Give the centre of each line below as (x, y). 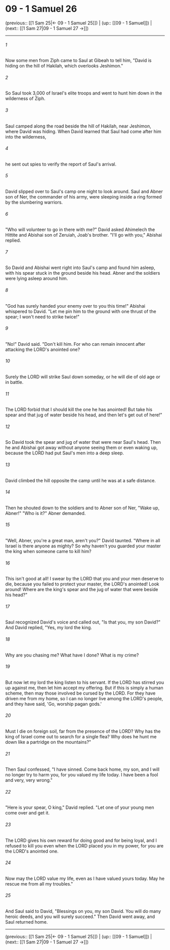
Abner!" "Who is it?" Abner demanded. (46, 513)
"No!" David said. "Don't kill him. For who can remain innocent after (75, 344)
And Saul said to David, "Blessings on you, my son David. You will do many (83, 911)
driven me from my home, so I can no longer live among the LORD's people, (84, 698)
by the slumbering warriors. (34, 202)
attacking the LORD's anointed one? (42, 349)
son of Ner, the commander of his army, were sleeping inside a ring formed (83, 196)
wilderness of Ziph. (25, 99)
